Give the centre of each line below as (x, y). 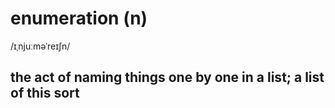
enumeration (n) (79, 18)
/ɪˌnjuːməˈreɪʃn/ (40, 46)
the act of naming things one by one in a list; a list (167, 77)
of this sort (45, 93)
